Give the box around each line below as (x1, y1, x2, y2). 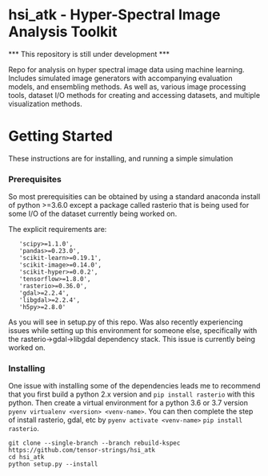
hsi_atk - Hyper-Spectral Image (8, 6, 222, 24)
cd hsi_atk (8, 454, 45, 462)
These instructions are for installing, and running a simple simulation (8, 153, 234, 163)
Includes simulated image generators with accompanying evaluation (8, 73, 233, 83)
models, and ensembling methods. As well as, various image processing (8, 82, 246, 92)
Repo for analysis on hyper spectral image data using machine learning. (8, 64, 246, 74)
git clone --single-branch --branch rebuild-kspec (8, 439, 181, 447)
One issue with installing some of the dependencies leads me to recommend (8, 381, 261, 391)
